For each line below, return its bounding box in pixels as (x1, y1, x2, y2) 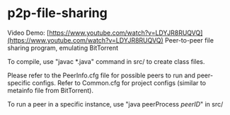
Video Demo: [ (7, 28, 50, 37)
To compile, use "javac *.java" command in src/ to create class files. (7, 57, 205, 65)
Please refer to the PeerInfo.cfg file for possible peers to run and (7, 71, 196, 80)
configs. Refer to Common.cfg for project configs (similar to (32, 78, 207, 87)
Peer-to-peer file (165, 35, 214, 44)
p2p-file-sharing (7, 5, 108, 21)
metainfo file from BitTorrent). (7, 86, 94, 94)
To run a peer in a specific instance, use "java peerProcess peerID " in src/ (7, 99, 224, 108)
